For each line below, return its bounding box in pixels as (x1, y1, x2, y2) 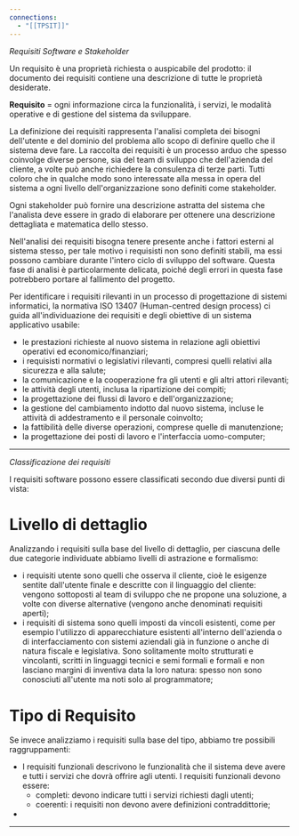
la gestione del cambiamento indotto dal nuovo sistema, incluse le (21, 402, 264, 414)
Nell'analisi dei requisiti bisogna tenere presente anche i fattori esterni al (9, 236, 274, 246)
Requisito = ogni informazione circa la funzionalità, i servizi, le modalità (9, 99, 271, 109)
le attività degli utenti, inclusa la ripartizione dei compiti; (21, 383, 227, 394)
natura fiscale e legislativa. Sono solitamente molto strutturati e (21, 646, 254, 656)
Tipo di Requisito (9, 705, 136, 726)
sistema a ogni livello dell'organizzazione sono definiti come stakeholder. (9, 182, 277, 193)
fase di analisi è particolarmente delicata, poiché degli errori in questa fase (9, 264, 283, 275)
